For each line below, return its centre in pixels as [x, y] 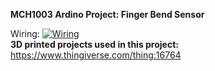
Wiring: [25, 33]
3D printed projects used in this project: [94, 44]
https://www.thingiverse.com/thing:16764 [96, 55]
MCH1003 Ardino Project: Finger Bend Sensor [107, 14]
